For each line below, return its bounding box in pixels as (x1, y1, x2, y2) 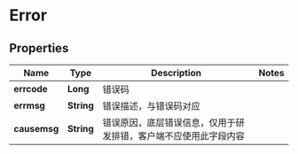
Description (150, 67, 202, 79)
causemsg (13, 123, 59, 135)
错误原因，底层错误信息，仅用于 (102, 117, 237, 128)
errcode (13, 83, 49, 95)
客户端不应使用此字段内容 (137, 130, 246, 142)
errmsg (13, 99, 46, 112)
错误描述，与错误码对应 (102, 100, 201, 112)
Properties (9, 41, 69, 56)
